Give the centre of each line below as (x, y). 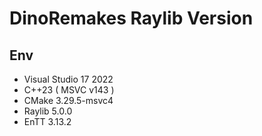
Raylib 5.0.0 (48, 111)
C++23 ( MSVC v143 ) (69, 90)
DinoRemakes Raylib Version (131, 18)
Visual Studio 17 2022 (68, 79)
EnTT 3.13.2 (47, 121)
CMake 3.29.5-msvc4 (68, 100)
